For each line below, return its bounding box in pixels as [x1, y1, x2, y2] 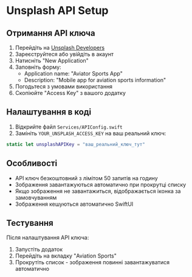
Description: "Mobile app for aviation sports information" [24, 77, 166, 83]
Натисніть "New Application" [15, 57, 89, 64]
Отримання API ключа [6, 28, 95, 38]
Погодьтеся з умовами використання [15, 83, 113, 90]
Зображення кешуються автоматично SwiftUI [15, 200, 134, 208]
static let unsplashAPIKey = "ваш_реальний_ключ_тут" [6, 141, 146, 147]
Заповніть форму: [15, 63, 62, 71]
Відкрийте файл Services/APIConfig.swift [15, 123, 123, 130]
